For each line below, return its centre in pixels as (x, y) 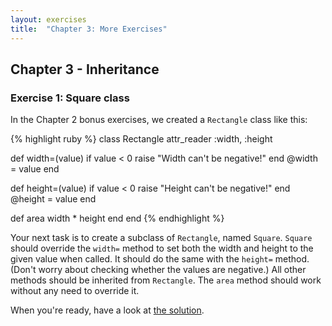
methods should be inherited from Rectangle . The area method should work (166, 280)
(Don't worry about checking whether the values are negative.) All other (158, 270)
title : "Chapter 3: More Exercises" (89, 29)
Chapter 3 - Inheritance (85, 69)
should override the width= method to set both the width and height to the (162, 248)
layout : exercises (48, 19)
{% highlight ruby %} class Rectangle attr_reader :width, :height (141, 139)
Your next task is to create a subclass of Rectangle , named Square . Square (161, 238)
